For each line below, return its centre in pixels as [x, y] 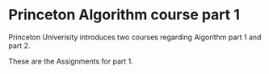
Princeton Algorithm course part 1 [124, 15]
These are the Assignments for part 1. [71, 61]
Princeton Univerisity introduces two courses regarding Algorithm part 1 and [135, 37]
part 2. [19, 45]
